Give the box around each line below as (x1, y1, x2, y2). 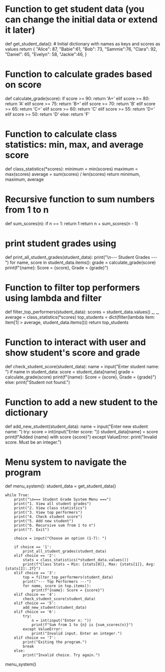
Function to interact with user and (5, 336, 146, 348)
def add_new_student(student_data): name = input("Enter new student (5, 423, 148, 429)
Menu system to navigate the (5, 456, 127, 467)
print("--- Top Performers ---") (23, 579, 92, 584)
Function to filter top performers (5, 282, 140, 293)
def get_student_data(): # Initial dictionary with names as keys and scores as (5, 41, 161, 46)
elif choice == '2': (14, 553, 56, 558)
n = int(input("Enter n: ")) (31, 618, 92, 623)
